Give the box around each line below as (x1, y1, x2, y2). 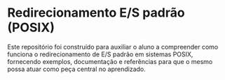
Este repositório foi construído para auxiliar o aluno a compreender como (7, 42, 219, 51)
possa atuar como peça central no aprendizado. (7, 65, 146, 73)
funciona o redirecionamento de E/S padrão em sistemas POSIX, (7, 50, 193, 58)
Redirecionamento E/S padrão (7, 5, 185, 21)
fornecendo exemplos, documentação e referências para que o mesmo (7, 57, 213, 65)
